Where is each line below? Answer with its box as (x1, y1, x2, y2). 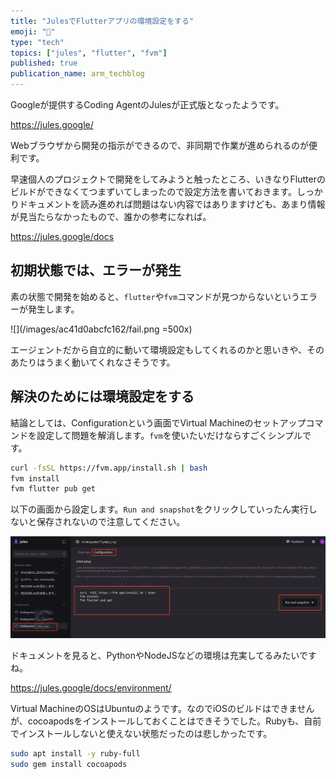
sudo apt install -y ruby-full (10, 749, 141, 759)
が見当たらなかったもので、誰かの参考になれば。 (10, 211, 212, 222)
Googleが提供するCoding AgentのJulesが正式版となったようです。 (10, 99, 285, 110)
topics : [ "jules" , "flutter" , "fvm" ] (10, 48, 168, 58)
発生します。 (27, 303, 80, 315)
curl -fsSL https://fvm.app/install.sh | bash (10, 463, 208, 473)
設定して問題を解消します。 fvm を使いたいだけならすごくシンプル (36, 429, 303, 441)
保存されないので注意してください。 (36, 516, 186, 528)
